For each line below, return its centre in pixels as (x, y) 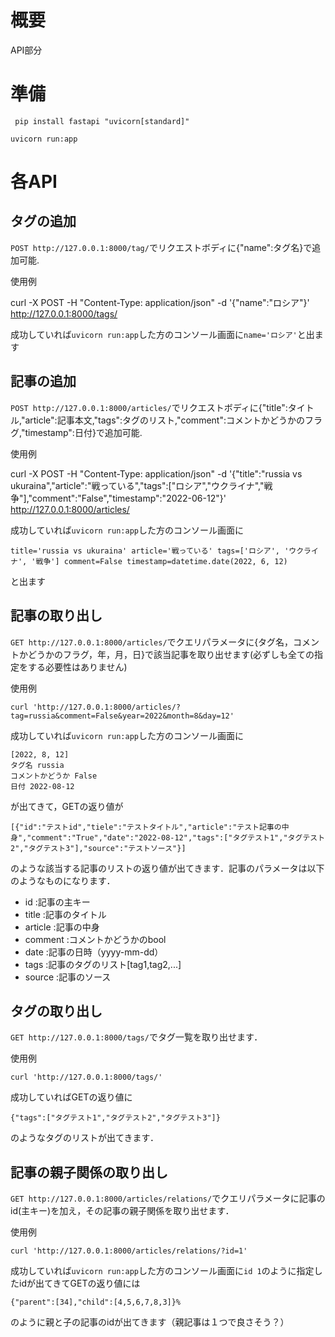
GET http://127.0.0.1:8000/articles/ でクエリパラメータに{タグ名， (152, 642)
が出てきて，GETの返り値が (67, 806)
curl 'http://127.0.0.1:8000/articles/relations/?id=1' (129, 1251)
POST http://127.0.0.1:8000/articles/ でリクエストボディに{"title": (149, 407)
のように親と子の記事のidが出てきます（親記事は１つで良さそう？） (150, 1322)
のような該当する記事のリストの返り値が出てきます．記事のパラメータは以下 (167, 868)
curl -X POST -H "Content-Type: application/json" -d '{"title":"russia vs (156, 473)
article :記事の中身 (62, 927)
